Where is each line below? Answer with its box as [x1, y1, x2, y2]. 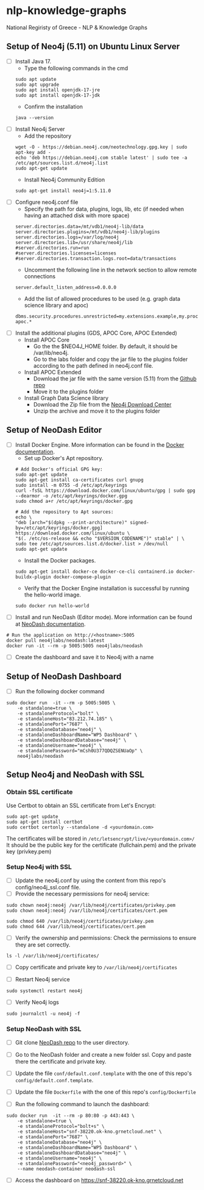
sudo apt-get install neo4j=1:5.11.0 [15, 187, 111, 194]
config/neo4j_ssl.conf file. [15, 883, 81, 891]
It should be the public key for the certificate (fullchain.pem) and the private [6, 841, 197, 849]
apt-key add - [15, 149, 51, 155]
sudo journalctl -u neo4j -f [6, 1011, 80, 1017]
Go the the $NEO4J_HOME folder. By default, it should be [33, 343, 178, 350]
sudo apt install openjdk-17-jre [15, 86, 100, 93]
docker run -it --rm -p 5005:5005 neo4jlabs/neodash [6, 643, 143, 649]
